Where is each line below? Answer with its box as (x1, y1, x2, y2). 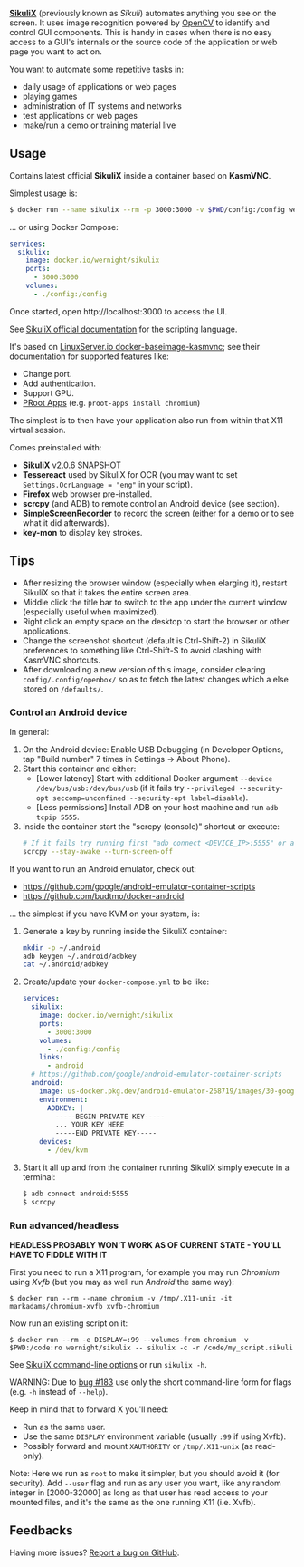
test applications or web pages (22, 111, 138, 121)
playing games (22, 91, 78, 102)
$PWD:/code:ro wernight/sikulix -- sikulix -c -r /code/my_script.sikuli (9, 1343, 294, 1352)
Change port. (22, 368, 72, 379)
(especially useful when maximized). (22, 606, 159, 617)
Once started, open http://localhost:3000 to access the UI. (9, 305, 228, 316)
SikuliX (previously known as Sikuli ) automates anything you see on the (9, 8, 277, 18)
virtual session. (9, 424, 66, 435)
